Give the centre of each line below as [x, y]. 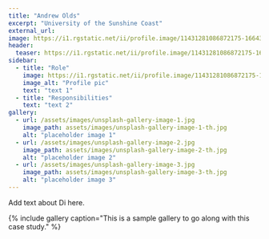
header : [21, 46]
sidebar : [23, 61]
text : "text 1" [48, 90]
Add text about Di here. [47, 202]
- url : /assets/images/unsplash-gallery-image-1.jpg [105, 120]
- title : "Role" [42, 68]
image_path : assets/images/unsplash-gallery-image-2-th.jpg [125, 150]
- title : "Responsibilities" [64, 98]
